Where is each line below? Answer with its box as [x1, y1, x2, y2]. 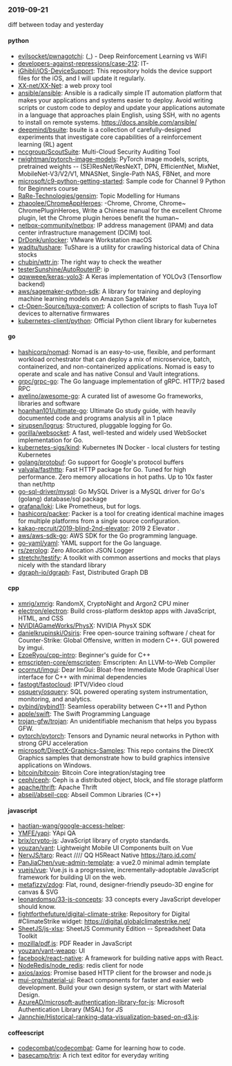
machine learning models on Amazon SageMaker [17, 294, 158, 302]
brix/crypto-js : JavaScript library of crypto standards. [17, 836, 171, 845]
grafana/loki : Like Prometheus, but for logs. [17, 502, 142, 510]
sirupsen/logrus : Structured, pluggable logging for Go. [17, 421, 173, 430]
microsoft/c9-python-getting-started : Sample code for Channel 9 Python [17, 176, 226, 185]
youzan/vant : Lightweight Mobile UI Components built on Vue [17, 844, 193, 852]
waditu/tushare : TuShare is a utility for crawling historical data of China [17, 243, 220, 251]
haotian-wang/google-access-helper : [17, 822, 126, 830]
